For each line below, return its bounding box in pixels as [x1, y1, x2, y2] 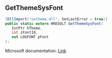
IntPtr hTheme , [11, 26, 42, 30]
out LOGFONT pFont [11, 35, 49, 40]
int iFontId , [11, 30, 38, 35]
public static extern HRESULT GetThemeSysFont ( [5, 21, 104, 26]
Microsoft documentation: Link [5, 48, 67, 54]
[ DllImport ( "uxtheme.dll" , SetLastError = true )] [5, 16, 108, 21]
